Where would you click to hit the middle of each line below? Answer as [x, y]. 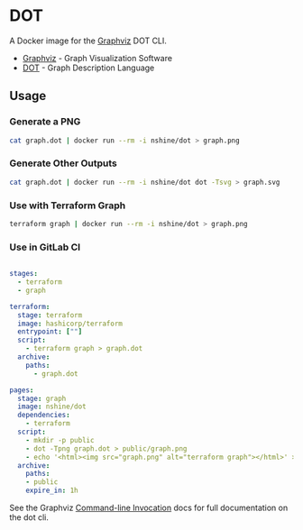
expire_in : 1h [52, 491]
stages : [24, 274]
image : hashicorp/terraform [70, 324]
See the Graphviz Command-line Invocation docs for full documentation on [149, 508]
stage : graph [42, 398]
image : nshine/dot [52, 407]
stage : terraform [50, 315]
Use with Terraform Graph [68, 206]
